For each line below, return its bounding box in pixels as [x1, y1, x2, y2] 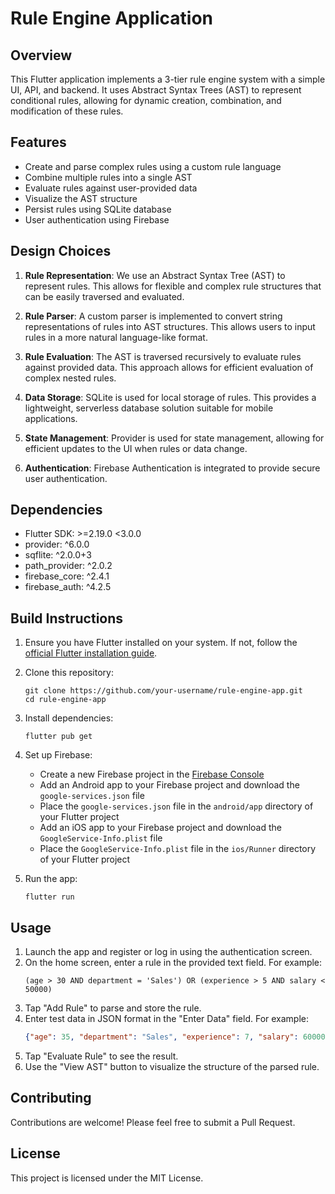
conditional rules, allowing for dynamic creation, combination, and [10, 95, 282, 106]
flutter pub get [24, 732, 93, 742]
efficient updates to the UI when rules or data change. [24, 442, 248, 454]
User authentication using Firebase [24, 213, 170, 226]
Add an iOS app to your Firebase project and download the [39, 822, 283, 834]
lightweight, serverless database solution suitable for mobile [24, 402, 274, 414]
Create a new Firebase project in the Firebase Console [39, 768, 265, 781]
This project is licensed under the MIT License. [10, 1172, 204, 1184]
